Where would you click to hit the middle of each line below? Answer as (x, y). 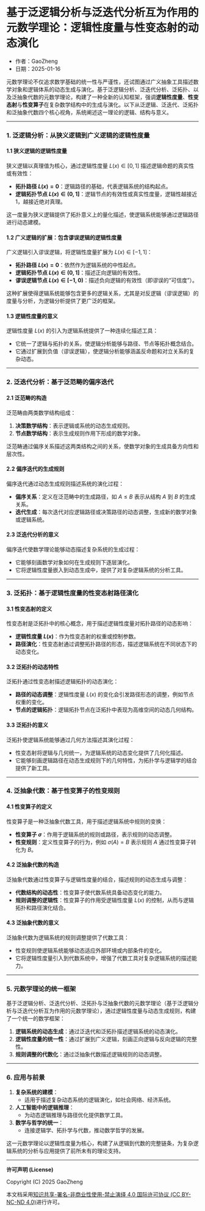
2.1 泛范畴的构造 (27, 398)
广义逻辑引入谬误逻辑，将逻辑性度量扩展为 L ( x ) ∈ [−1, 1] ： (79, 252)
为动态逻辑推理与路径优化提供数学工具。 (75, 1115)
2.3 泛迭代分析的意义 (33, 534)
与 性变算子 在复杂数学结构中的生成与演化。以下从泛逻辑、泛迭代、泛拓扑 (108, 104)
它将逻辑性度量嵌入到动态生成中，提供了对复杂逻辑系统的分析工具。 (101, 570)
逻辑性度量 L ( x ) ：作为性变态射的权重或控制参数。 (77, 636)
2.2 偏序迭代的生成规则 (35, 469)
